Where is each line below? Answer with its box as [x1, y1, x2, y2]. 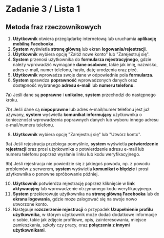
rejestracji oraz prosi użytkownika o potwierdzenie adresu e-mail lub [5, 146, 144, 152]
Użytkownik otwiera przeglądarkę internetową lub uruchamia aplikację [12, 36, 157, 41]
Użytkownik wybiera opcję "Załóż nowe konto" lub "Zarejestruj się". [12, 51, 150, 57]
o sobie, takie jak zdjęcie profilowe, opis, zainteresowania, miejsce [12, 217, 147, 222]
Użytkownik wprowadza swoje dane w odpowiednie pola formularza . [12, 72, 154, 78]
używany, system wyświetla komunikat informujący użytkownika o [5, 112, 142, 118]
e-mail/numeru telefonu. [5, 122, 54, 128]
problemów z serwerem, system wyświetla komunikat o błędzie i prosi [5, 166, 148, 172]
